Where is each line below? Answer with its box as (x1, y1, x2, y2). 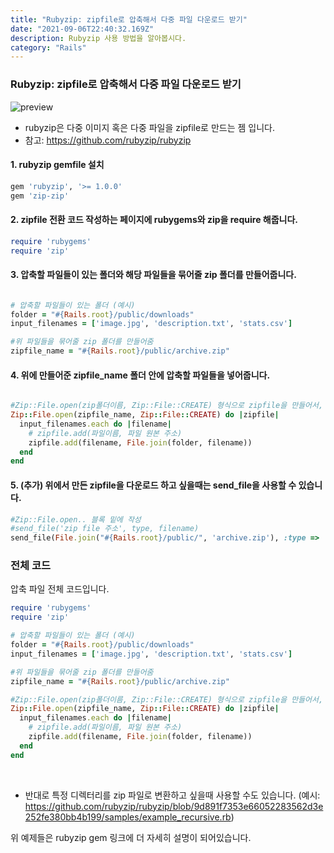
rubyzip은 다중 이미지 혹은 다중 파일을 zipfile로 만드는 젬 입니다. (24, 121, 275, 133)
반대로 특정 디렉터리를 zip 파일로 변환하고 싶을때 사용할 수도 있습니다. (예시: (24, 789, 321, 801)
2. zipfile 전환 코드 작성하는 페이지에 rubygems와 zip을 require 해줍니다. (10, 214, 299, 226)
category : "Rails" (10, 42, 87, 53)
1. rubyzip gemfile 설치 (10, 159, 105, 171)
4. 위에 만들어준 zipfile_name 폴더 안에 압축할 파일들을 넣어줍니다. (10, 369, 271, 381)
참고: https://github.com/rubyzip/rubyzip (24, 134, 192, 146)
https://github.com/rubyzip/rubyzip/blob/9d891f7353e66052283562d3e (24, 800, 324, 812)
